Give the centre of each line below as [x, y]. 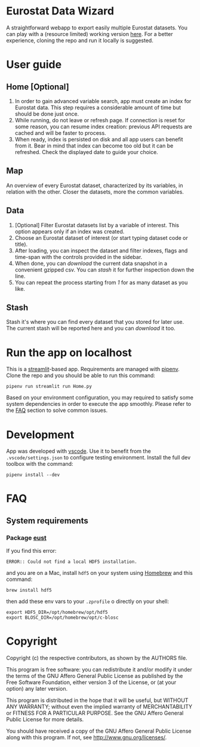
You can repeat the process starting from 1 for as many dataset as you [101, 282]
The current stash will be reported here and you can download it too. [91, 329]
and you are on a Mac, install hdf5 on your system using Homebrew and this [99, 573]
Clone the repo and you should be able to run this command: [81, 375]
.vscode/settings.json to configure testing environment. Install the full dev [99, 457]
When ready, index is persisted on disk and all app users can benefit [99, 139]
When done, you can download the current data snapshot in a [91, 263]
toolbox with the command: [40, 464]
